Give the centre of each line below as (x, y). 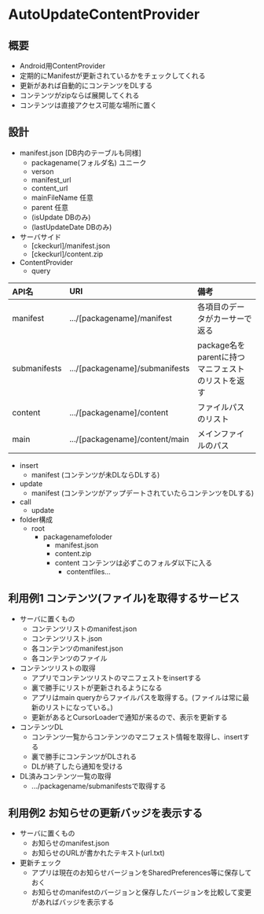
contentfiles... (89, 571)
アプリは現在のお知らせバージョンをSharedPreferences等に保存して (141, 873)
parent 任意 (50, 207)
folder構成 (36, 519)
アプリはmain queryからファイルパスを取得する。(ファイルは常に (137, 697)
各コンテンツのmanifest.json (77, 648)
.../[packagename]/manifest (121, 318)
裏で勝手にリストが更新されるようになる (97, 687)
